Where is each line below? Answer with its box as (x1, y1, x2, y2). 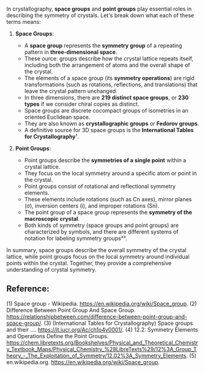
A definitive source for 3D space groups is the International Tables (24, 127, 194, 133)
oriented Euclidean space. (24, 113, 91, 121)
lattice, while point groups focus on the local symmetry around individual (6, 253, 190, 260)
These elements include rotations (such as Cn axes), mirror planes (24, 196, 192, 203)
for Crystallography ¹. (24, 133, 80, 140)
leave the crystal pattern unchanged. (24, 87, 117, 94)
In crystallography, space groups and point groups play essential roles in (6, 6, 192, 12)
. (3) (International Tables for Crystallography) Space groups (40, 319, 193, 327)
